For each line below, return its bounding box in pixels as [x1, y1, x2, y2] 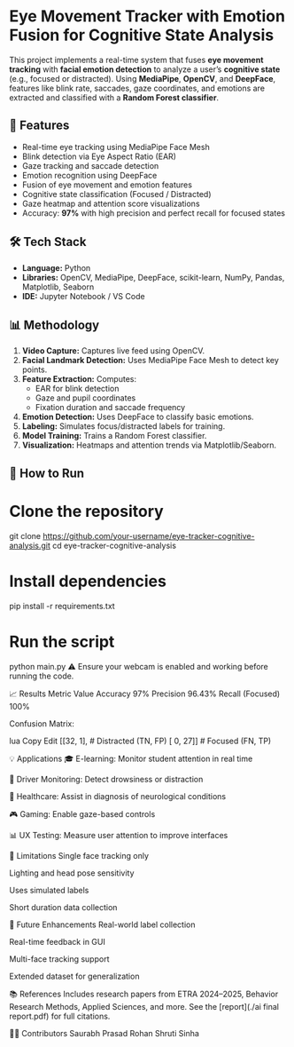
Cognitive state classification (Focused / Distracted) [21, 188, 212, 199]
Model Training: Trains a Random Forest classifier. [21, 431, 207, 441]
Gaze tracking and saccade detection [21, 160, 159, 171]
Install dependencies [9, 571, 166, 591]
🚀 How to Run [9, 465, 85, 480]
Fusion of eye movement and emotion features [21, 179, 193, 190]
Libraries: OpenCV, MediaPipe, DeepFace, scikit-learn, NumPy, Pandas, [21, 272, 285, 282]
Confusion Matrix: [9, 718, 75, 729]
